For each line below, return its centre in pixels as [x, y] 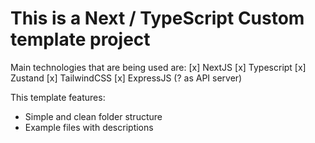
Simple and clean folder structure [93, 116]
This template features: [58, 97]
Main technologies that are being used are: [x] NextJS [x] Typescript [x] [158, 67]
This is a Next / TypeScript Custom [157, 18]
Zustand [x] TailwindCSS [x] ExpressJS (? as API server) [126, 78]
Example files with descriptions [89, 127]
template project [80, 39]
